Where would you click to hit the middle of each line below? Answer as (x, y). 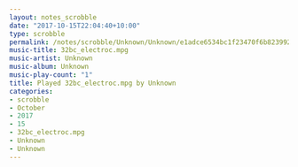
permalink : (29, 42)
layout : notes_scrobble (53, 17)
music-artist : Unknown (51, 58)
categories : (31, 91)
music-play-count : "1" (51, 75)
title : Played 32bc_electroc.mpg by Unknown (93, 83)
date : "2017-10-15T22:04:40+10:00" (75, 26)
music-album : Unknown (49, 67)
